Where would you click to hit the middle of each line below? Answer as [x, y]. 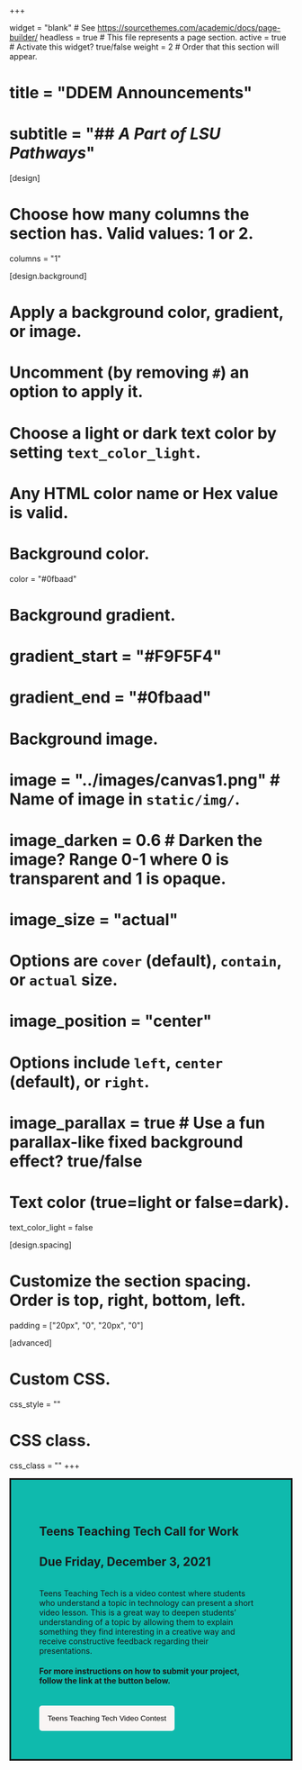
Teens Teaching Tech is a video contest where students [142, 1593]
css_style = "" [35, 1404]
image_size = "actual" [93, 920]
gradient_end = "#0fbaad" [111, 698]
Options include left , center [116, 1062]
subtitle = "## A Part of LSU [115, 134]
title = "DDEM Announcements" [131, 93]
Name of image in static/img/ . [125, 799]
